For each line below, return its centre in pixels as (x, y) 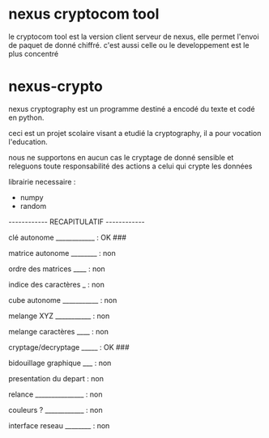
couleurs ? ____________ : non (56, 410)
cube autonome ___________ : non (63, 300)
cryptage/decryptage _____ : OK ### (69, 347)
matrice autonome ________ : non (62, 253)
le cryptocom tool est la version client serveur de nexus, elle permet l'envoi (134, 36)
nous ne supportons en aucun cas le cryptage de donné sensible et (121, 157)
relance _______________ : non (56, 394)
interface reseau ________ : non (59, 425)
